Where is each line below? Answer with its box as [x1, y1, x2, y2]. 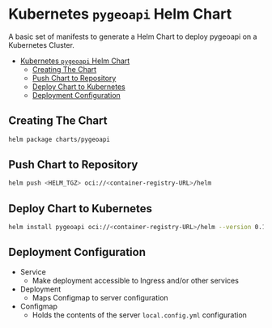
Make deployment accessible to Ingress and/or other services [32, 275, 239, 285]
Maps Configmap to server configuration [32, 292, 168, 302]
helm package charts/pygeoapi [8, 135, 111, 143]
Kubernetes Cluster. [8, 40, 75, 49]
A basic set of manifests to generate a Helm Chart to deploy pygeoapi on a [8, 32, 257, 41]
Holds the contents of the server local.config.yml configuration [32, 309, 247, 320]
